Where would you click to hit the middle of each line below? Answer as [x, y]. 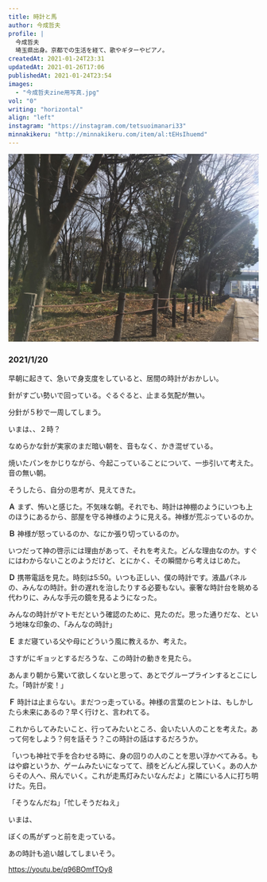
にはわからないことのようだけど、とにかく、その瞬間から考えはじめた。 [126, 560]
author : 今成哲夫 [35, 25]
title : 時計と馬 [33, 17]
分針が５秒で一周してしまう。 [57, 412]
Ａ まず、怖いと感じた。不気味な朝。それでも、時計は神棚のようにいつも [127, 507]
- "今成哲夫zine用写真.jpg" [58, 92]
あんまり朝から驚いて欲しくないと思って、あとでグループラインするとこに [129, 675]
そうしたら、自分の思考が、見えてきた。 [74, 489]
